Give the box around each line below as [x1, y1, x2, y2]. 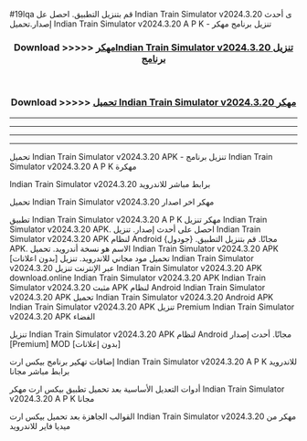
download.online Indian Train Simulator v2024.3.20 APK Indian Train [9, 272, 267, 283]
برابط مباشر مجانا [9, 365, 70, 376]
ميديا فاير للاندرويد [9, 420, 71, 431]
